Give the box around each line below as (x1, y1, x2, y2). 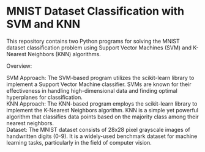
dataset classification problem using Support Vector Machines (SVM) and (6, 44, 192, 51)
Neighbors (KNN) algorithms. (27, 50, 101, 57)
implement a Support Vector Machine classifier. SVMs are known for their (6, 81, 192, 88)
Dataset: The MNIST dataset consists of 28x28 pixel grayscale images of (6, 126, 191, 133)
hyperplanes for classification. (6, 93, 83, 101)
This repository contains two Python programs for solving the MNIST (6, 37, 180, 45)
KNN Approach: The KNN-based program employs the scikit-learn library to (6, 100, 198, 107)
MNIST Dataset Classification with (6, 4, 185, 18)
